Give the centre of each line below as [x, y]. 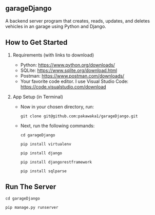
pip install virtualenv [46, 144]
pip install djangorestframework [56, 162]
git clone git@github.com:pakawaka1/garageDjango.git [79, 116]
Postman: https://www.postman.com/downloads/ [72, 76]
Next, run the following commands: [57, 126]
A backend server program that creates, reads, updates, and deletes [78, 21]
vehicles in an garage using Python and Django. [56, 26]
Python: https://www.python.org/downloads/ [68, 65]
